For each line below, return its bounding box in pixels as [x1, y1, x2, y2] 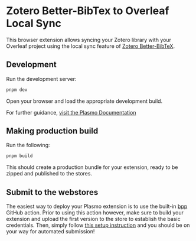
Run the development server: [6, 75, 77, 82]
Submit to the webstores [6, 187, 99, 197]
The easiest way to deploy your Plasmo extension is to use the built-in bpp [6, 203, 188, 210]
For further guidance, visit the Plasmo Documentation [6, 109, 136, 116]
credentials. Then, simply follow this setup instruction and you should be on [6, 222, 190, 229]
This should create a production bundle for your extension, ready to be [6, 164, 178, 171]
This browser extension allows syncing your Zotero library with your [6, 36, 171, 43]
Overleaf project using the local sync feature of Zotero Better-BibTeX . [6, 43, 175, 50]
